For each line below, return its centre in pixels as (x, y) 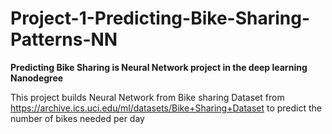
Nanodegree (37, 78)
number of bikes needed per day (77, 118)
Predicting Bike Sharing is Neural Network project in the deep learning (159, 67)
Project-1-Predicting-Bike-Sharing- (160, 18)
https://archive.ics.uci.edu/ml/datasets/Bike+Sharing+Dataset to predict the (166, 108)
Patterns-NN (64, 39)
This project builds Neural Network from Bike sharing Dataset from (147, 97)
